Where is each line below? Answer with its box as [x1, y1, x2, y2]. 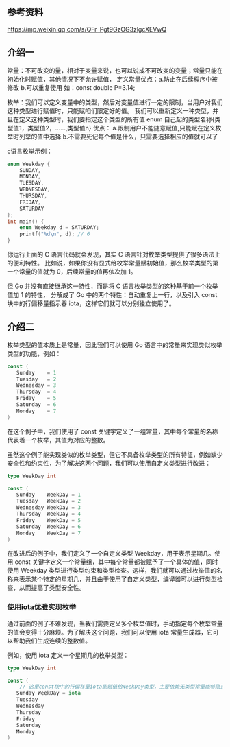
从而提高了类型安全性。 [18, 584, 86, 592]
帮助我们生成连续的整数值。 [12, 637, 91, 645]
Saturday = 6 [16, 401, 57, 408]
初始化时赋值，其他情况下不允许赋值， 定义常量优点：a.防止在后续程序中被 [7, 75, 218, 83]
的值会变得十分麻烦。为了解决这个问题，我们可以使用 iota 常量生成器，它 [7, 628, 214, 636]
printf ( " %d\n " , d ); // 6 [19, 230, 90, 238]
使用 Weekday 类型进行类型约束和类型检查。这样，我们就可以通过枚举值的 [7, 567, 217, 575]
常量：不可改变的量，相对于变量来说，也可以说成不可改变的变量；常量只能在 [7, 66, 223, 74]
